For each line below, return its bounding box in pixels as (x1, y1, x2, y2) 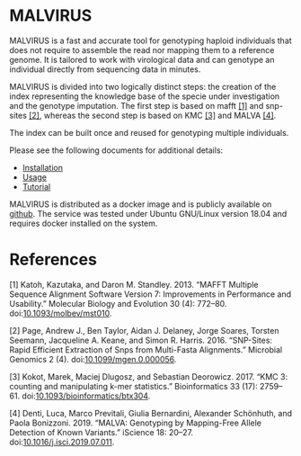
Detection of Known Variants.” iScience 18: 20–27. (9, 426, 194, 437)
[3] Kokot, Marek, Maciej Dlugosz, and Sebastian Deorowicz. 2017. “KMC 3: (9, 371, 288, 382)
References (9, 249, 97, 270)
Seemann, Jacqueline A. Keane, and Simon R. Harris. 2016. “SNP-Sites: (9, 335, 272, 345)
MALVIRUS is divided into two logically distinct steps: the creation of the (9, 81, 277, 92)
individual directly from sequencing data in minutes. (9, 64, 201, 75)
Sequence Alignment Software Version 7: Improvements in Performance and (9, 289, 292, 300)
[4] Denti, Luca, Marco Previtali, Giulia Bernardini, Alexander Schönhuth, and (9, 407, 293, 418)
